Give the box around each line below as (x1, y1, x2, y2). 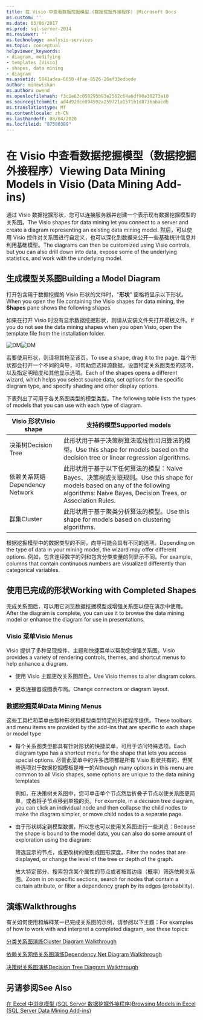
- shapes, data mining (6, 65, 63, 71)
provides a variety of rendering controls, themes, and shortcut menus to (6, 654, 186, 661)
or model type (6, 730, 41, 738)
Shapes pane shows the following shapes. (6, 304, 112, 311)
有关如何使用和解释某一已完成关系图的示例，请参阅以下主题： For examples (6, 918, 193, 926)
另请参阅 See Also (6, 983, 72, 993)
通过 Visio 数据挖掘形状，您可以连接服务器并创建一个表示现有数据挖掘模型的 (6, 211, 196, 218)
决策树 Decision (9, 441, 53, 449)
